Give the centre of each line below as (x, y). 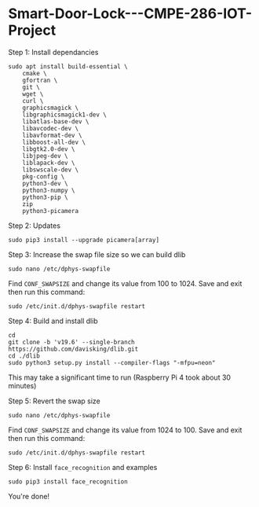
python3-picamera (51, 211)
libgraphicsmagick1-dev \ (65, 115)
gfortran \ (40, 80)
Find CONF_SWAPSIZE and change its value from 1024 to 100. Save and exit (125, 430)
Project (32, 30)
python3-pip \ (45, 197)
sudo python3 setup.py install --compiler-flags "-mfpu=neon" (112, 362)
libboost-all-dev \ (54, 142)
